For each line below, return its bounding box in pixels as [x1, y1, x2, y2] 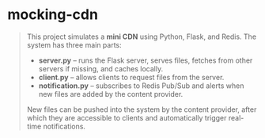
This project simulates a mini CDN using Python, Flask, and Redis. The [26, 32, 257, 41]
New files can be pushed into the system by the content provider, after [26, 105, 257, 114]
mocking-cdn [7, 6, 98, 24]
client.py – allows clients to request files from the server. [38, 72, 225, 82]
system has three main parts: [26, 40, 122, 49]
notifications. [43, 121, 86, 131]
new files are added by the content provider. [38, 89, 184, 98]
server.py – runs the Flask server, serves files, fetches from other [38, 56, 253, 65]
